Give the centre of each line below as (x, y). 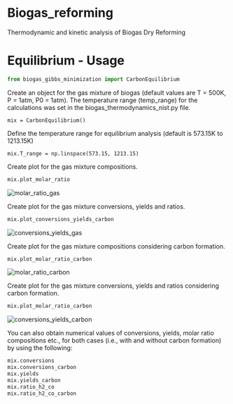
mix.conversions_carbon (42, 368)
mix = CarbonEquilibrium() (47, 120)
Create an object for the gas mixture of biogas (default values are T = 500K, (116, 92)
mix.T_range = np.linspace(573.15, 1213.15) (73, 153)
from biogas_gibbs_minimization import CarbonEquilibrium (93, 79)
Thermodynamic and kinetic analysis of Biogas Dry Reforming (97, 32)
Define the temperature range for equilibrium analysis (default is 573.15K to (115, 133)
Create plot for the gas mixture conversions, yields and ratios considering (113, 286)
